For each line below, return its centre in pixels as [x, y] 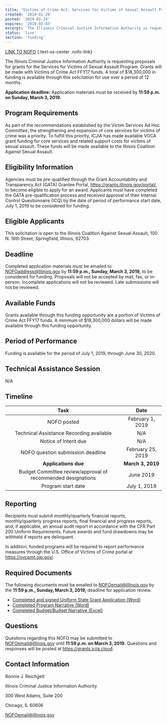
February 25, [142, 450]
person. [13, 282]
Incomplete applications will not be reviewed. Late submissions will [90, 282]
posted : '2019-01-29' [28, 19]
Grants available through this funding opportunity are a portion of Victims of [83, 315]
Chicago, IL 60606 [24, 705]
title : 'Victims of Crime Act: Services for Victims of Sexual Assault [81, 10]
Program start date [63, 486]
